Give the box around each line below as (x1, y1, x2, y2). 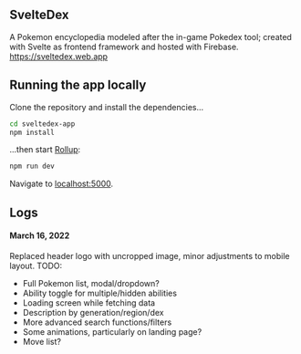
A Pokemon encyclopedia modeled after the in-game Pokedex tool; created (9, 31, 292, 42)
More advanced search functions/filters (22, 317, 172, 328)
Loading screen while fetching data (22, 297, 156, 308)
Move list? (22, 336, 62, 347)
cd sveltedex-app (9, 119, 76, 129)
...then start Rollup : (9, 144, 81, 155)
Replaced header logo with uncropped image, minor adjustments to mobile (9, 250, 290, 261)
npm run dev (9, 161, 55, 172)
